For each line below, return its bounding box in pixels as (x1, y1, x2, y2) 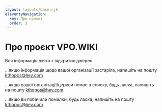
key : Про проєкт (9, 16, 43, 21)
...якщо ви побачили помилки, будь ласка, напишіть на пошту (5, 96, 135, 102)
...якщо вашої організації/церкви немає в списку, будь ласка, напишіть (5, 82, 154, 88)
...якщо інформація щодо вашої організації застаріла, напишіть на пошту (5, 67, 157, 73)
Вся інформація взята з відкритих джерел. (5, 58, 94, 64)
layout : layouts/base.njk (5, 7, 58, 12)
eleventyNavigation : (5, 12, 48, 17)
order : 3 (9, 20, 27, 26)
